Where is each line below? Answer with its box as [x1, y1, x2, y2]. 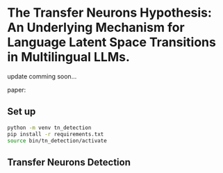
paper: [7, 85, 26, 94]
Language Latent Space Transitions [7, 35, 217, 50]
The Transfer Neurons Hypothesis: [7, 5, 212, 21]
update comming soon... [7, 72, 77, 81]
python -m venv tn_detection [7, 124, 92, 131]
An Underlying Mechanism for [7, 19, 185, 35]
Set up [7, 106, 36, 117]
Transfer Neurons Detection [7, 156, 131, 168]
